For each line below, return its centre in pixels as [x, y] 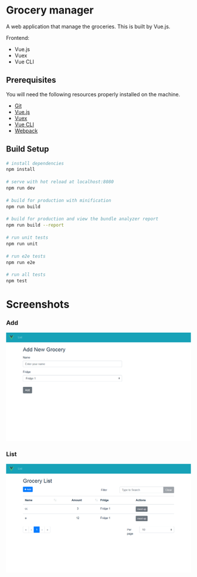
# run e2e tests [26, 256]
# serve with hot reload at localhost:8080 [60, 182]
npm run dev [21, 188]
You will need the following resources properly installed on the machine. [93, 94]
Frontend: [18, 38]
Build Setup [28, 149]
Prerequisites [31, 80]
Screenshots [38, 304]
